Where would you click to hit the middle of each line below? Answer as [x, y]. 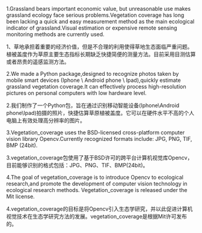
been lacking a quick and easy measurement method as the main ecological [100, 21]
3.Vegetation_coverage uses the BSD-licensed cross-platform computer [96, 132]
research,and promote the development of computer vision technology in [97, 184]
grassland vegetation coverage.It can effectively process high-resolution [96, 86]
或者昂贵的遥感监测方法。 [38, 62]
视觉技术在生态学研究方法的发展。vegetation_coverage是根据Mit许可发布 [97, 216]
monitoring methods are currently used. [55, 34]
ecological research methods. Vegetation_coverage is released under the [97, 190]
